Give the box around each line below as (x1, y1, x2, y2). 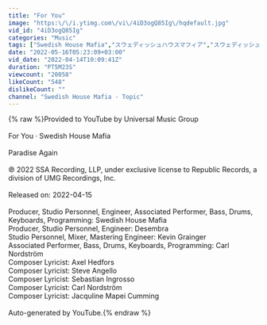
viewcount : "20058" (8, 71, 73, 78)
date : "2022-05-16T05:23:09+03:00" (8, 48, 126, 56)
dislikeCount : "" (8, 85, 66, 94)
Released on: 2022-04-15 (8, 190, 93, 200)
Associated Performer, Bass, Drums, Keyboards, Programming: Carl (8, 241, 230, 250)
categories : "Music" (8, 33, 77, 42)
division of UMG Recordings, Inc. (8, 174, 117, 183)
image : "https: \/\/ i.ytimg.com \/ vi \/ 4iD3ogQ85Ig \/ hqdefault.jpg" (8, 19, 229, 27)
